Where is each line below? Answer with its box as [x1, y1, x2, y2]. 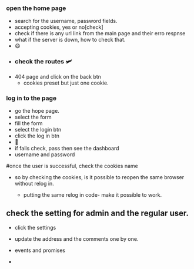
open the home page [6, 4, 66, 12]
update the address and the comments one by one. [14, 235, 139, 242]
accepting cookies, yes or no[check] [14, 23, 104, 31]
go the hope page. [14, 107, 60, 114]
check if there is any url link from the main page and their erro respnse [14, 30, 186, 37]
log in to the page [6, 94, 57, 102]
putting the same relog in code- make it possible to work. [23, 191, 162, 198]
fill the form [14, 119, 43, 127]
